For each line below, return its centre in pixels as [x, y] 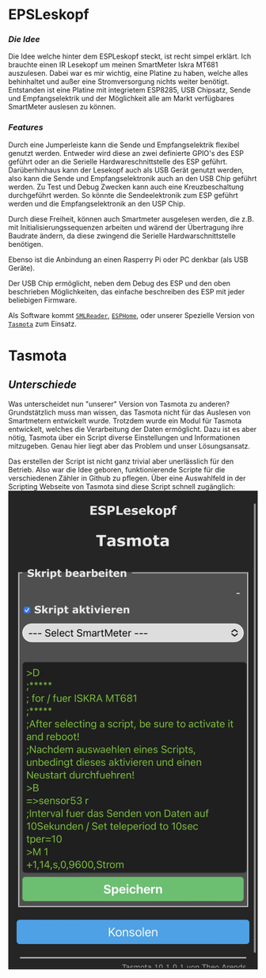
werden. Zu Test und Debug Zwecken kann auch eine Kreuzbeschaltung [126, 187]
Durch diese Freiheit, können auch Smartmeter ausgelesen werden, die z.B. [131, 218]
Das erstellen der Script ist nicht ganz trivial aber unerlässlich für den [121, 461]
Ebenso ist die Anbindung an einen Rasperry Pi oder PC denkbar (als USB [128, 260]
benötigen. [26, 244]
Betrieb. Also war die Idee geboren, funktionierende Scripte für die [117, 469]
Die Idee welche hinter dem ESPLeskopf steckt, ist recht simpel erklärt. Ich [130, 56]
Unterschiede [42, 385]
